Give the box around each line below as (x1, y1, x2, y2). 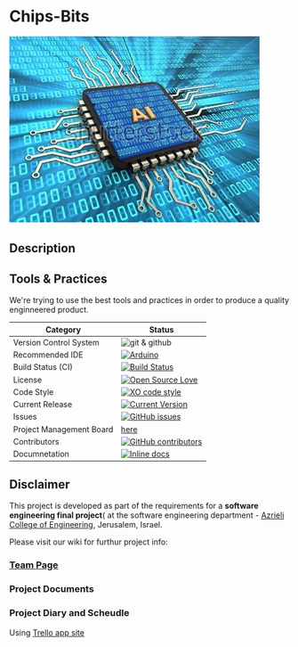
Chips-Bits (9, 6, 91, 27)
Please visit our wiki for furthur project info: (9, 536, 168, 547)
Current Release (12, 399, 73, 410)
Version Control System (12, 337, 100, 348)
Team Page (9, 559, 59, 571)
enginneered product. (9, 305, 89, 315)
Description (9, 241, 76, 256)
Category (45, 323, 82, 335)
